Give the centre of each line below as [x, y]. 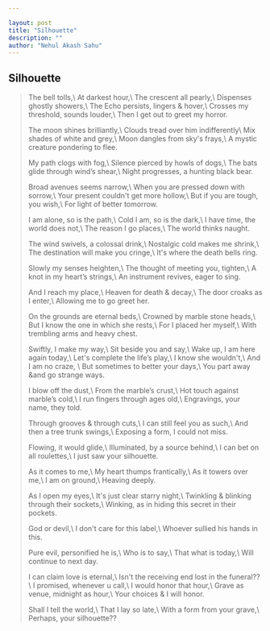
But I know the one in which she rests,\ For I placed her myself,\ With [142, 325]
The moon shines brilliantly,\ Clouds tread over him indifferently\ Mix [141, 131]
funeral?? [245, 577]
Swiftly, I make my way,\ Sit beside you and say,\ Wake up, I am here [142, 349]
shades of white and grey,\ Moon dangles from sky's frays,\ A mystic [143, 139]
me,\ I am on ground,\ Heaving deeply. [92, 480]
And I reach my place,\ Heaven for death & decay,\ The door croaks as [145, 293]
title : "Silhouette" [43, 30]
